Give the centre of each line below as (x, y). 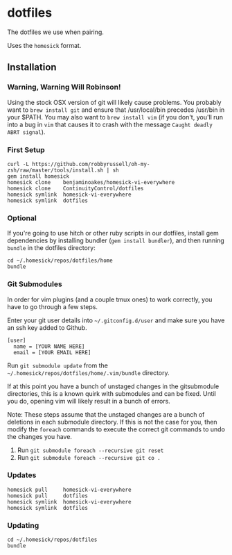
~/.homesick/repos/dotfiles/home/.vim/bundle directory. (88, 372)
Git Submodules (35, 284)
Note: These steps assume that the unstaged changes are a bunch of (106, 414)
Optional (22, 218)
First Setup (26, 149)
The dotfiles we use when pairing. (55, 32)
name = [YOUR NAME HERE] (49, 346)
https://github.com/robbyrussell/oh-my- (91, 164)
